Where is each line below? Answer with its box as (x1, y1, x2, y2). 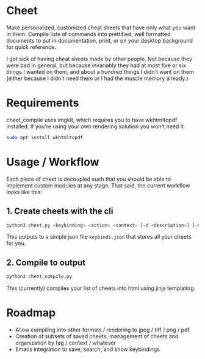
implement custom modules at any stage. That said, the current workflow (6, 181, 190, 189)
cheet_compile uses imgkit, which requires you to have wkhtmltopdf (6, 116, 178, 123)
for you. (6, 239, 26, 247)
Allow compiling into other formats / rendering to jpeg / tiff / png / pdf (15, 326, 190, 333)
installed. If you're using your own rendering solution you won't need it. (6, 123, 185, 130)
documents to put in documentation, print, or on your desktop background (6, 37, 193, 44)
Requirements (6, 96, 79, 110)
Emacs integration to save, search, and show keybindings (15, 346, 160, 353)
